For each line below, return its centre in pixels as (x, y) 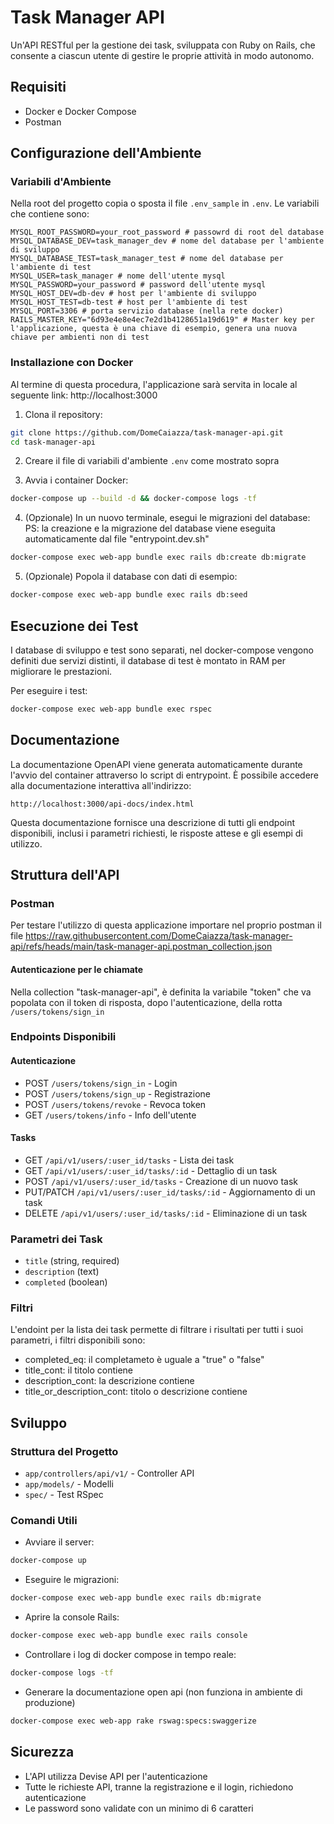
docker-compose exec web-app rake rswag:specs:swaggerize (133, 1721)
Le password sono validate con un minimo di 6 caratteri (139, 1808)
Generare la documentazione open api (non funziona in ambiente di (163, 1692)
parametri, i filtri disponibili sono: (78, 1340)
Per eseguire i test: (49, 690)
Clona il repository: (63, 414)
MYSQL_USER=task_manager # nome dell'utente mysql (118, 276)
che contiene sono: (50, 214)
